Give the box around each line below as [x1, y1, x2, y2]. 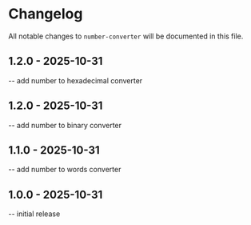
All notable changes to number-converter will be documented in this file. [8, 31, 244, 41]
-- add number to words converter [8, 165, 122, 175]
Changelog [8, 5, 83, 23]
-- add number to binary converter [8, 120, 122, 130]
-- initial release [8, 209, 61, 219]
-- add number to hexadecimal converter [8, 75, 143, 85]
